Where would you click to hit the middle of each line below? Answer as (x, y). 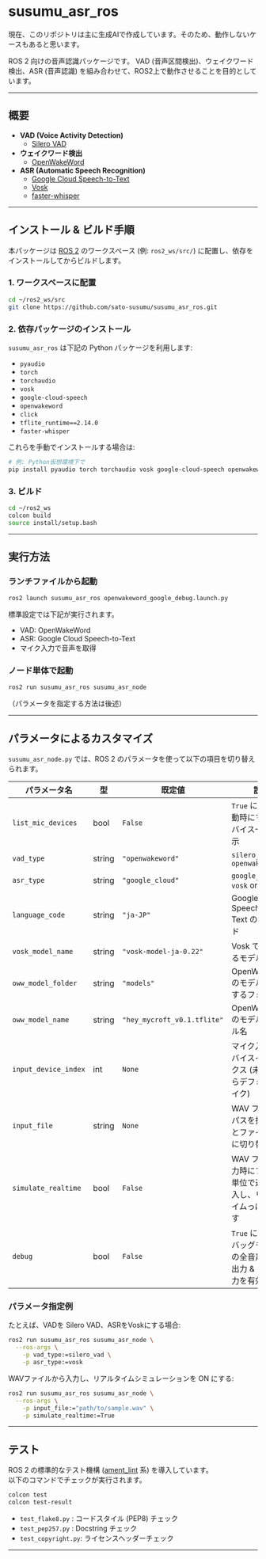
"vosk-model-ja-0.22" (163, 952)
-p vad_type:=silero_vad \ (67, 1355)
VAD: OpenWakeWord (55, 630)
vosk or (244, 885)
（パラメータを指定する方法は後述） (67, 704)
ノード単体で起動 (41, 671)
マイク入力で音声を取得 (58, 648)
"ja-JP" (137, 915)
